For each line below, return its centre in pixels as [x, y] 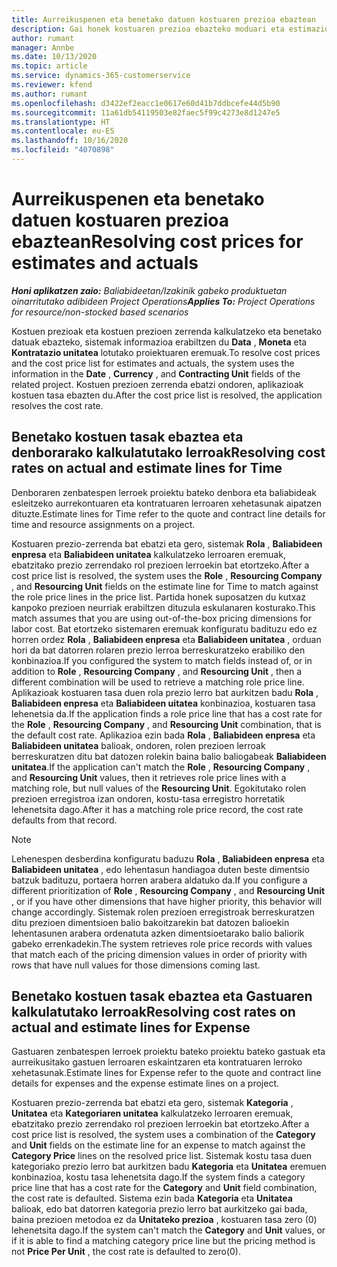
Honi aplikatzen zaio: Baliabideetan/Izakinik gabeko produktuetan [149, 290]
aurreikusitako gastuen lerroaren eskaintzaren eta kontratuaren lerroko [157, 1062]
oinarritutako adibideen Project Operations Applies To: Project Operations [163, 301]
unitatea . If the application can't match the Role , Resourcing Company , [161, 767]
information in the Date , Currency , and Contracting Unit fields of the [156, 373]
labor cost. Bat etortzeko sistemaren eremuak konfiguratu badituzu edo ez [164, 628]
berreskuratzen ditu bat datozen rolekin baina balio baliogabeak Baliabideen [169, 756]
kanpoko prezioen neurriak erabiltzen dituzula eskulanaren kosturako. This [163, 607]
